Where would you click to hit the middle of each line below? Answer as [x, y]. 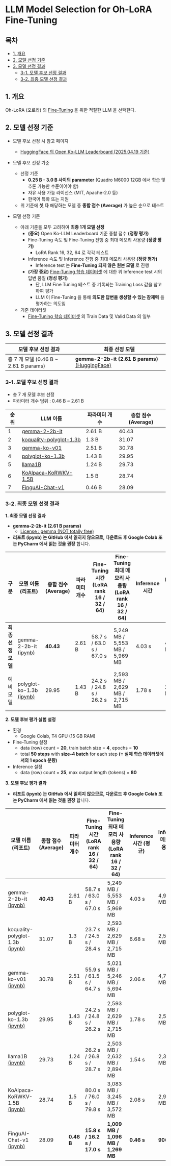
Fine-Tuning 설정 [30, 742]
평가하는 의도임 [51, 303]
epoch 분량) [45, 760]
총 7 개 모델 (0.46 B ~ [33, 359]
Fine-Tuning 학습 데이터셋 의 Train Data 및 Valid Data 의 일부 [89, 316]
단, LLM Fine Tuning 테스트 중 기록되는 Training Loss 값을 [94, 284]
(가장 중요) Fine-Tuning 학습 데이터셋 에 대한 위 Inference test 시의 [95, 271]
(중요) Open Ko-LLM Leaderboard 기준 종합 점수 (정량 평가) [88, 233]
